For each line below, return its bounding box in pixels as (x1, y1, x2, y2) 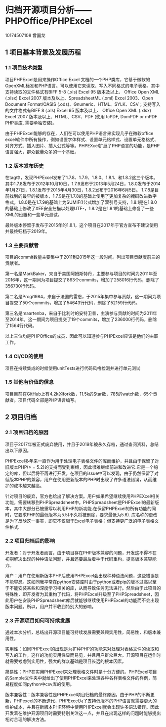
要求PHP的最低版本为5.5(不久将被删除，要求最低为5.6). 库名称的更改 (18, 511, 158, 517)
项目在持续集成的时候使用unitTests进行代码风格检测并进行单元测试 (5, 365, 141, 371)
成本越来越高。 (13, 483, 44, 489)
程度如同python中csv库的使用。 (9, 681, 75, 687)
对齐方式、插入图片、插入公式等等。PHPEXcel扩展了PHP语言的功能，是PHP (5, 142, 160, 148)
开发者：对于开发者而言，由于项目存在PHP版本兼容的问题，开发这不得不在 (5, 549, 157, 555)
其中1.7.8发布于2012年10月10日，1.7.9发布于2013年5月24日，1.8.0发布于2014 (5, 181, 161, 186)
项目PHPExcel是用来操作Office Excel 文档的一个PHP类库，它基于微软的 (5, 76, 151, 82)
